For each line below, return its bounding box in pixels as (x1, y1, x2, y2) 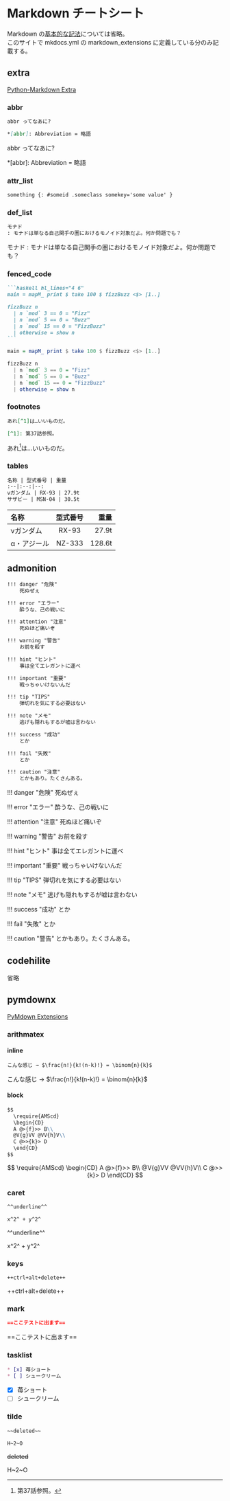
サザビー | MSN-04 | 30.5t (7, 496, 80, 503)
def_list (7, 207, 33, 217)
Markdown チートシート (7, 5, 145, 21)
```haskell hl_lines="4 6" (7, 285, 84, 292)
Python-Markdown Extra (7, 85, 77, 93)
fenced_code (7, 269, 52, 278)
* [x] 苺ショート (7, 1366, 51, 1373)
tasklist (7, 1351, 33, 1360)
